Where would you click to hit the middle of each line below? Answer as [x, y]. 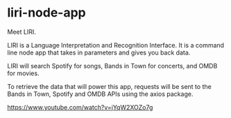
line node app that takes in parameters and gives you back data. [99, 52]
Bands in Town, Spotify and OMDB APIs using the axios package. [100, 94]
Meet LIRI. [22, 32]
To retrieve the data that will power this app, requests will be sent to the [109, 86]
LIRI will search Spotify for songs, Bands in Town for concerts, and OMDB [112, 66]
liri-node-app [46, 13]
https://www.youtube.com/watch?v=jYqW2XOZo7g [80, 107]
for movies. [23, 73]
